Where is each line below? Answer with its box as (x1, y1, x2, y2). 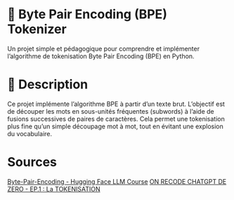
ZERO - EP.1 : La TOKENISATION (7, 185, 100, 193)
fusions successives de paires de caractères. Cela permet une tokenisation (7, 114, 225, 123)
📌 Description (7, 76, 89, 93)
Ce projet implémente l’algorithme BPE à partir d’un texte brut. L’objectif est (7, 100, 225, 108)
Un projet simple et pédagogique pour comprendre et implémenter (7, 44, 200, 53)
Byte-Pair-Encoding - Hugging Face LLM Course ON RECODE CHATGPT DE (7, 177, 227, 185)
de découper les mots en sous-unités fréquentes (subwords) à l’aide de (7, 107, 214, 115)
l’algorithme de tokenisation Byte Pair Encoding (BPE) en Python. (7, 52, 195, 60)
